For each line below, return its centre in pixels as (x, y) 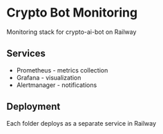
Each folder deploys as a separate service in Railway (81, 123)
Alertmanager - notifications (57, 85)
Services (26, 54)
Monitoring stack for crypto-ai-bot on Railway (71, 32)
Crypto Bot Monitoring (72, 13)
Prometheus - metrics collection (62, 70)
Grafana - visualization (49, 77)
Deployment (33, 107)
